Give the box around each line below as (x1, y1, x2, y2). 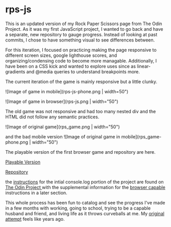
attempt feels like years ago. (5, 216, 65, 222)
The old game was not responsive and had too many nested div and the (5, 108, 156, 114)
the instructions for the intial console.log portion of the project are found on (5, 178, 164, 185)
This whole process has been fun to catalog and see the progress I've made (5, 199, 165, 205)
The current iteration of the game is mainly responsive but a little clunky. (5, 78, 157, 85)
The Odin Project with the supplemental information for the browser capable (5, 184, 166, 190)
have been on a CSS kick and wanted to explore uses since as (5, 63, 136, 69)
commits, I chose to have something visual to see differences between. (5, 37, 155, 43)
